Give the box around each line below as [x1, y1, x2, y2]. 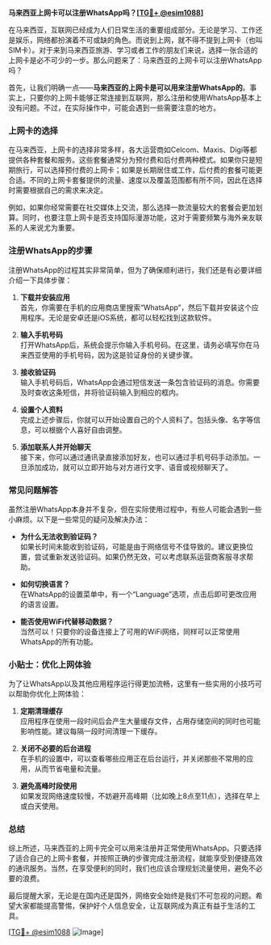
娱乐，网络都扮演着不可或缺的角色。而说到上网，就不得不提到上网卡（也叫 [15, 36, 263, 44]
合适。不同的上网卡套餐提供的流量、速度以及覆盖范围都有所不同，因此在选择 [8, 176, 263, 185]
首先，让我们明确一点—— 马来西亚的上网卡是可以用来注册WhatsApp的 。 [8, 83, 250, 92]
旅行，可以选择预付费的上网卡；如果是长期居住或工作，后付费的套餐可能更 [15, 165, 263, 175]
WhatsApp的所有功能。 [19, 637, 98, 646]
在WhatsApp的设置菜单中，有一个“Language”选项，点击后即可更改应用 [19, 589, 256, 599]
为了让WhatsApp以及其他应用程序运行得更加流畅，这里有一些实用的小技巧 [8, 679, 256, 689]
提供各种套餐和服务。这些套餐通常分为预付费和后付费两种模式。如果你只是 [8, 155, 256, 165]
